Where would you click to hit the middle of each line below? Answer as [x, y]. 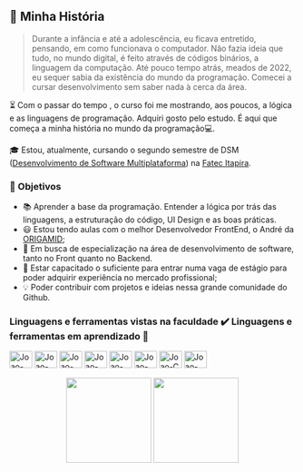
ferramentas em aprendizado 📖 [79, 337]
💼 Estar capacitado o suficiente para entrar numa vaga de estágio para [155, 268]
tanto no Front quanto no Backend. [87, 259]
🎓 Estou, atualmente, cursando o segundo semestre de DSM [124, 150]
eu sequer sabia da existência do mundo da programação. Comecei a [161, 77]
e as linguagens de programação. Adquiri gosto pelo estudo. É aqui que [143, 118]
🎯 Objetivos [35, 186]
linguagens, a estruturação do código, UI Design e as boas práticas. [149, 220]
